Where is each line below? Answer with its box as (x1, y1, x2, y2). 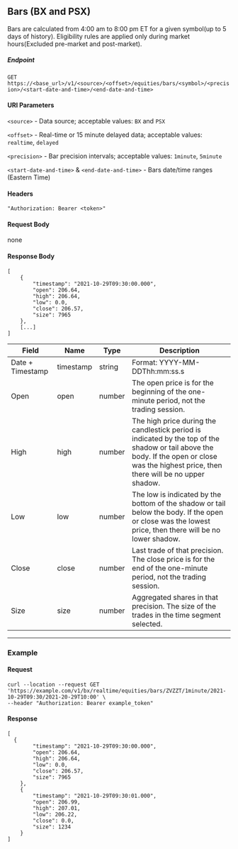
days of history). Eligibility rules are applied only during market (7, 32, 190, 40)
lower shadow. (132, 533, 181, 543)
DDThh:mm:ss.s (132, 366, 185, 376)
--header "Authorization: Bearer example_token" (7, 699, 154, 706)
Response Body (7, 252, 55, 260)
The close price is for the (132, 554, 215, 564)
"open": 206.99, (33, 798, 81, 806)
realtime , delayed (7, 138, 59, 146)
